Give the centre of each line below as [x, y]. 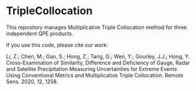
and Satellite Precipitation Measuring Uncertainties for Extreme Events [92, 69]
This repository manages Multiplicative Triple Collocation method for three [97, 27]
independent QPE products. [40, 33]
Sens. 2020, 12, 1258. [32, 82]
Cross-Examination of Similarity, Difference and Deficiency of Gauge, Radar [98, 63]
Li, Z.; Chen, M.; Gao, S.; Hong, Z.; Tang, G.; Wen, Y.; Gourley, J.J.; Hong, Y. [98, 56]
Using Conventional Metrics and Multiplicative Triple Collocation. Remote [95, 75]
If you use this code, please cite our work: [57, 45]
